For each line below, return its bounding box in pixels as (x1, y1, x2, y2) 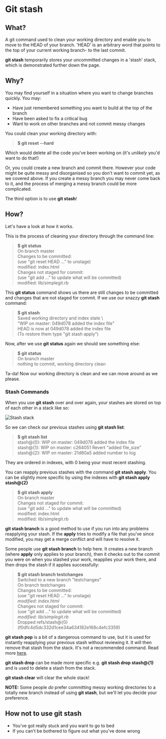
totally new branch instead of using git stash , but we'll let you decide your (5, 690, 158, 696)
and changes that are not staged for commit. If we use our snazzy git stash (5, 294, 160, 300)
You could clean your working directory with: (5, 130, 97, 136)
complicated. (5, 186, 32, 192)
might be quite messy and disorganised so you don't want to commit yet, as (5, 170, 161, 176)
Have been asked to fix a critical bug (12, 115, 88, 121)
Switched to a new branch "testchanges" (17, 576, 102, 582)
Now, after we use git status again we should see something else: (5, 340, 140, 346)
